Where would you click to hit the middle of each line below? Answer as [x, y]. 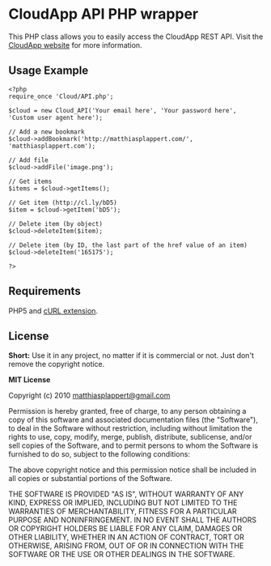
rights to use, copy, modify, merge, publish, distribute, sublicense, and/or [130, 437]
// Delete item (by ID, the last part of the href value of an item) [128, 245]
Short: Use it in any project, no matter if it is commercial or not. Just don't [131, 355]
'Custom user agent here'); [56, 117]
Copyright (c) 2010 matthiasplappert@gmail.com [89, 396]
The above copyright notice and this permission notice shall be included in [132, 470]
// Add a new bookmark [47, 132]
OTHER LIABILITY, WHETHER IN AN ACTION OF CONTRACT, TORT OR [126, 537]
